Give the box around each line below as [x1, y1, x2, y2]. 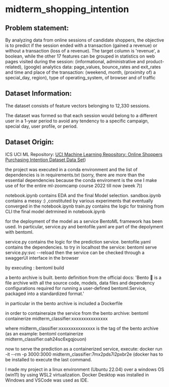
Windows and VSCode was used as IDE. [5, 377, 89, 383]
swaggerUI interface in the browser [5, 255, 79, 261]
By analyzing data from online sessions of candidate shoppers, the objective [5, 37, 164, 43]
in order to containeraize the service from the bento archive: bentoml [5, 310, 149, 316]
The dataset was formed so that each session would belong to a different [5, 112, 157, 118]
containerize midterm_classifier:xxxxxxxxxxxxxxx [5, 315, 108, 321]
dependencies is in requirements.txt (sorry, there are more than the [5, 172, 145, 178]
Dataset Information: [5, 89, 72, 98]
